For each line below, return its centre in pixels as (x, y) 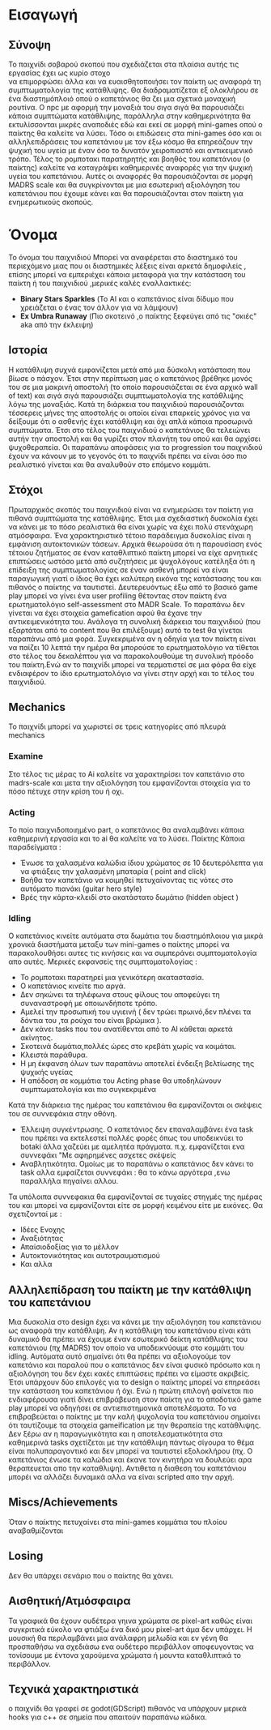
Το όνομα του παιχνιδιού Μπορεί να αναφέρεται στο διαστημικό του (123, 257)
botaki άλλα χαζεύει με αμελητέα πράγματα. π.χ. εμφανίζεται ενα (132, 1147)
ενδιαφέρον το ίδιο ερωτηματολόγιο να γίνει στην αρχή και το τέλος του (131, 673)
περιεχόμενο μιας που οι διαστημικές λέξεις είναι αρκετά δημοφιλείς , (127, 266)
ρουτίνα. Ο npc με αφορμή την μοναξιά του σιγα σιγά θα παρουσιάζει (126, 107)
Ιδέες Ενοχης (42, 1230)
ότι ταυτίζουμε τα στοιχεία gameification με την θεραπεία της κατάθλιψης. (135, 1425)
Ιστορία (28, 350)
